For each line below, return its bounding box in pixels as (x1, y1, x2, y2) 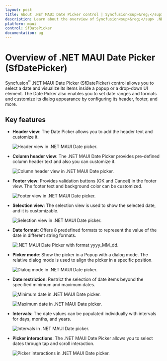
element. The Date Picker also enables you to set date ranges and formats (5, 90, 157, 96)
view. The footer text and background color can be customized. (12, 183, 143, 189)
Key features (5, 115, 46, 124)
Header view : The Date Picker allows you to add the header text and (12, 129, 153, 135)
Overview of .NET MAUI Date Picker (5, 52, 156, 63)
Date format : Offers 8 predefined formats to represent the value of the (12, 227, 157, 233)
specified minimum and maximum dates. (12, 282, 95, 288)
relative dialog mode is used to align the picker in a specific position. (12, 257, 153, 263)
